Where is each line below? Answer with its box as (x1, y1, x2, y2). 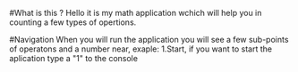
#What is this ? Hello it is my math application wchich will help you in (9, 8, 262, 18)
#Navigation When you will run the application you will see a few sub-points (9, 35, 289, 44)
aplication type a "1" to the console (9, 53, 139, 63)
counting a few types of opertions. (9, 17, 137, 28)
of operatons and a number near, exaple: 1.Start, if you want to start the (9, 44, 273, 54)
